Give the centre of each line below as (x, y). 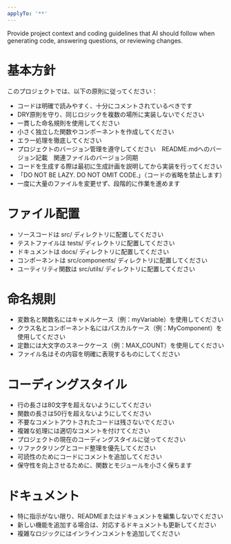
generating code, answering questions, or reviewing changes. (95, 40)
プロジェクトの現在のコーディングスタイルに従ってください (101, 440)
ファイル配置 (44, 214)
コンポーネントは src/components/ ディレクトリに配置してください (112, 260)
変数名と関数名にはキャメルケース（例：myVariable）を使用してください (120, 320)
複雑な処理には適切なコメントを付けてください (83, 431)
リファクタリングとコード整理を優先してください (87, 448)
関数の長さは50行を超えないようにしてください (84, 414)
